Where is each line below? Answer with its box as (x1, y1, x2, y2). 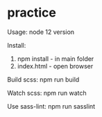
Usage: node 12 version (7, 28, 75, 36)
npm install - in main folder (17, 54, 94, 63)
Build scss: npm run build (7, 75, 80, 84)
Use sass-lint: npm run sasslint (7, 102, 96, 110)
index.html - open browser (17, 62, 94, 70)
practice (7, 5, 57, 21)
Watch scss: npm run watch (7, 89, 87, 97)
